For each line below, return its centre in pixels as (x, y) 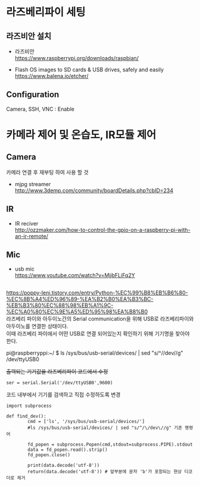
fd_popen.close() (49, 455)
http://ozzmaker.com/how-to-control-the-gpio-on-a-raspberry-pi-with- (102, 230)
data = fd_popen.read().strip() (68, 450)
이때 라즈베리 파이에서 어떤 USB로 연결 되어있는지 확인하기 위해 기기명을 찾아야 (98, 333)
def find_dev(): (26, 416)
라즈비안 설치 (29, 36)
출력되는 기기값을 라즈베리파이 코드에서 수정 (57, 371)
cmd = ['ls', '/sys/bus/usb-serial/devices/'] (86, 421)
